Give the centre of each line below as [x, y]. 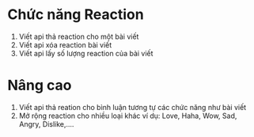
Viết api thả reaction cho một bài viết [79, 36]
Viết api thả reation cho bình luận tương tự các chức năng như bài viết [133, 107]
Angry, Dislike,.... [46, 124]
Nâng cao [40, 86]
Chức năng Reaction [76, 15]
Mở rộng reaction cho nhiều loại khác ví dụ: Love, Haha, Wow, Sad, [128, 116]
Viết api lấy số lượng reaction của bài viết [86, 53]
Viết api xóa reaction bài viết [65, 44]
